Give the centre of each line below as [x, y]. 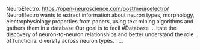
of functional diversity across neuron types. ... [65, 41]
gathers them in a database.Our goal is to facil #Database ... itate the [91, 28]
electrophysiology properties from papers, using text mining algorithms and [100, 21]
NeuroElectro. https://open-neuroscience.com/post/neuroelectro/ [88, 9]
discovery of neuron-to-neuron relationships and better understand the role [100, 34]
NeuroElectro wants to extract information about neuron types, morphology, [100, 15]
